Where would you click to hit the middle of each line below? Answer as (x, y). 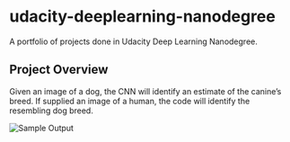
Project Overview (59, 70)
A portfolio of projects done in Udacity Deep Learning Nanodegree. (133, 41)
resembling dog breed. (52, 111)
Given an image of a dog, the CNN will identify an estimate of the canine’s (145, 91)
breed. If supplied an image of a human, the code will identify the (130, 101)
